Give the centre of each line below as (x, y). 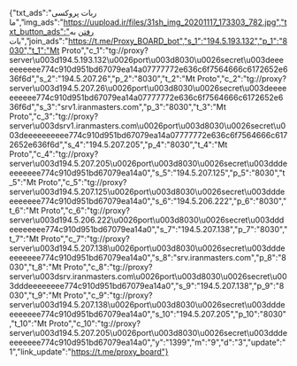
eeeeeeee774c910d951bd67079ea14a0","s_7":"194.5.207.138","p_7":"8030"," (148, 229)
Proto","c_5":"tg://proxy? (83, 182)
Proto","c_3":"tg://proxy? (54, 116)
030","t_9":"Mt (35, 295)
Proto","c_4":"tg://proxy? (54, 154)
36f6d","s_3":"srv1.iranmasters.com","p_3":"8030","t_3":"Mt (118, 107)
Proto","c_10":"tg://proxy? (95, 323)
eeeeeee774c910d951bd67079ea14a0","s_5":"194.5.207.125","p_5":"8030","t (147, 173)
